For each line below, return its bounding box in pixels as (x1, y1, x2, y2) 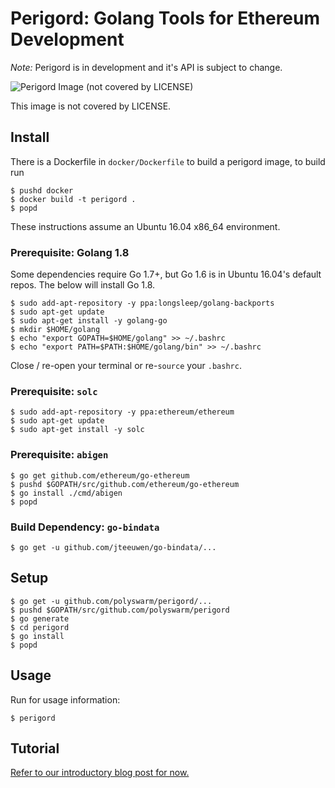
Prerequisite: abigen (10, 448, 109, 462)
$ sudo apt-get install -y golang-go (10, 316, 168, 326)
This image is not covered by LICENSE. (10, 100, 172, 112)
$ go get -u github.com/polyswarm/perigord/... (10, 596, 213, 606)
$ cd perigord (10, 622, 70, 632)
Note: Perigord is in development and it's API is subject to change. (10, 61, 283, 73)
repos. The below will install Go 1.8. (10, 279, 156, 291)
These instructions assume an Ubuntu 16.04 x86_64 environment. (10, 220, 281, 232)
